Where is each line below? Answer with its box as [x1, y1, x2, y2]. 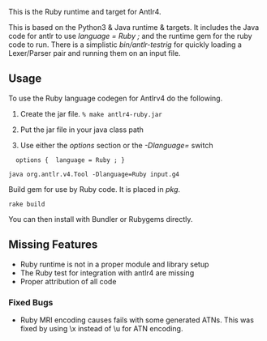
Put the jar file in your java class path [19, 125, 144, 134]
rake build [8, 200, 45, 208]
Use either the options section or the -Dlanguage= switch [19, 140, 213, 150]
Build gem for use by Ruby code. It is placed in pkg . [8, 184, 181, 194]
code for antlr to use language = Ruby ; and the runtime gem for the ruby [8, 32, 253, 40]
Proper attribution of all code [19, 276, 117, 286]
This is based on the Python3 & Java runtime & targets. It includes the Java [8, 23, 260, 32]
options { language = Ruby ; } [15, 156, 126, 164]
